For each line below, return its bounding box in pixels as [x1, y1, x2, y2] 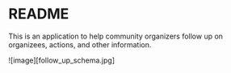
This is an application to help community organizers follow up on [8, 31, 224, 41]
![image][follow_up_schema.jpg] [8, 55, 115, 65]
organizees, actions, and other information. [8, 39, 152, 49]
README [8, 5, 69, 23]
